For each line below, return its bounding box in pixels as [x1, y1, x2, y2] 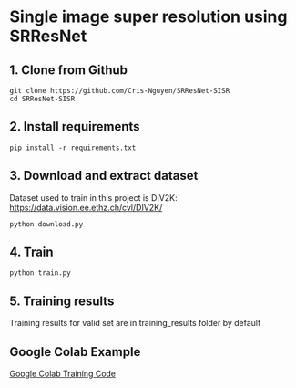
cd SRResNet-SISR [9, 94, 76, 103]
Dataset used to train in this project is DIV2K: [9, 192, 178, 203]
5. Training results [9, 293, 115, 309]
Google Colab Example [9, 344, 141, 360]
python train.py [9, 268, 71, 278]
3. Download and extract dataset [9, 168, 199, 184]
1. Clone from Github [9, 62, 128, 78]
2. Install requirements [9, 119, 140, 134]
